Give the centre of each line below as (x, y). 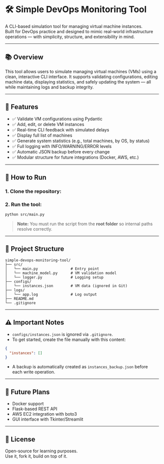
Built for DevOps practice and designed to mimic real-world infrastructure (79, 31)
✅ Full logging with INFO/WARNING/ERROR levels (62, 146)
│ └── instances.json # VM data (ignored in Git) (66, 286)
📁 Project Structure (35, 249)
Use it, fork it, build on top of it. (36, 456)
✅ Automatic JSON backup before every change (61, 151)
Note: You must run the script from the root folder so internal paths (85, 224)
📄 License (20, 439)
